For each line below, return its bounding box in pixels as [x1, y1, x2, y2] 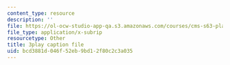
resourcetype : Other [7, 35, 66, 42]
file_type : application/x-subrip [7, 28, 103, 36]
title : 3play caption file [7, 41, 84, 48]
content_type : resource [7, 9, 75, 17]
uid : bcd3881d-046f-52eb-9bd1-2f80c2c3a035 [7, 48, 133, 55]
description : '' [7, 16, 53, 23]
